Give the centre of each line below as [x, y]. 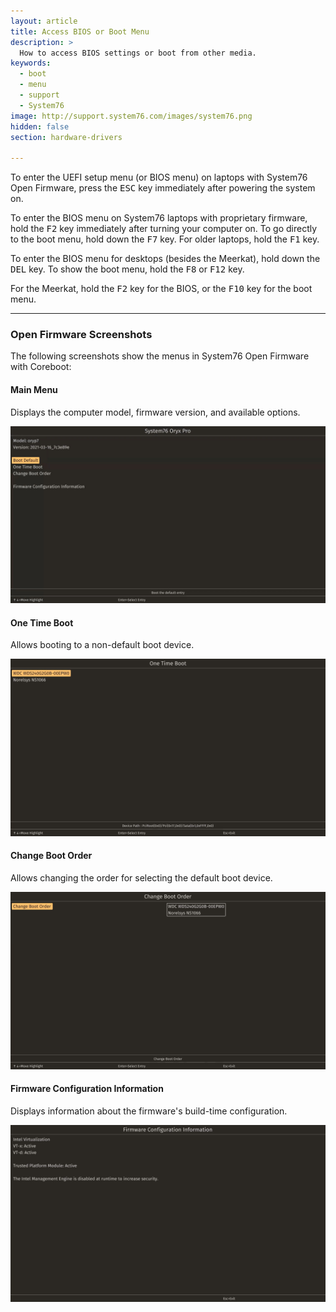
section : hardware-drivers [66, 137]
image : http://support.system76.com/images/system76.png [131, 116]
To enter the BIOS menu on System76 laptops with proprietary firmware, [159, 218]
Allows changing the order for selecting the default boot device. [141, 878]
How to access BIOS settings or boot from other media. [138, 53]
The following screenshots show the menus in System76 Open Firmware [160, 356]
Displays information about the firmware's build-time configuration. [149, 1111]
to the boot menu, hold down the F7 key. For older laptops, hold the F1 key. [165, 239]
